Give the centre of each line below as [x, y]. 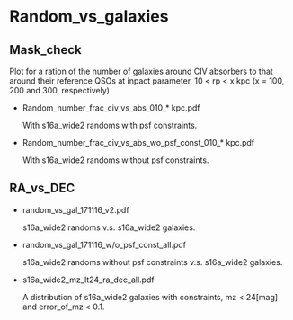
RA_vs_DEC [42, 188]
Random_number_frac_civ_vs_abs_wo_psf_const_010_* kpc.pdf [138, 142]
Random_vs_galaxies [89, 17]
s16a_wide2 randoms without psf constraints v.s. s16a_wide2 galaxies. [152, 262]
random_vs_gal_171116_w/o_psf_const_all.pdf [104, 244]
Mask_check [46, 50]
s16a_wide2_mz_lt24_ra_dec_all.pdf [88, 280]
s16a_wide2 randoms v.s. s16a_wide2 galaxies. [109, 227]
